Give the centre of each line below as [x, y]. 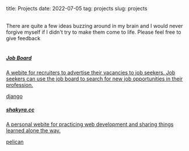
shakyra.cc [20, 110]
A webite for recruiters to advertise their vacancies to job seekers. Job [91, 72]
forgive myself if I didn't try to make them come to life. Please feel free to [94, 32]
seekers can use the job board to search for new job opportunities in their [94, 79]
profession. [20, 85]
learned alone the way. [34, 130]
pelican [15, 142]
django [15, 96]
